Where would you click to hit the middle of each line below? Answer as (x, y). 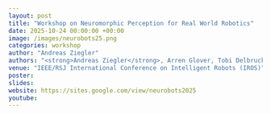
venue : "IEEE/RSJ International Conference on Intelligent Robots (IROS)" (137, 68)
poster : (21, 75)
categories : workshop (45, 46)
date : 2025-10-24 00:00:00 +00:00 (67, 31)
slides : (21, 83)
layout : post (30, 16)
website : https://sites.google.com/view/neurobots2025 (102, 90)
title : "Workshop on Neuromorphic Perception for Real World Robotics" (131, 23)
